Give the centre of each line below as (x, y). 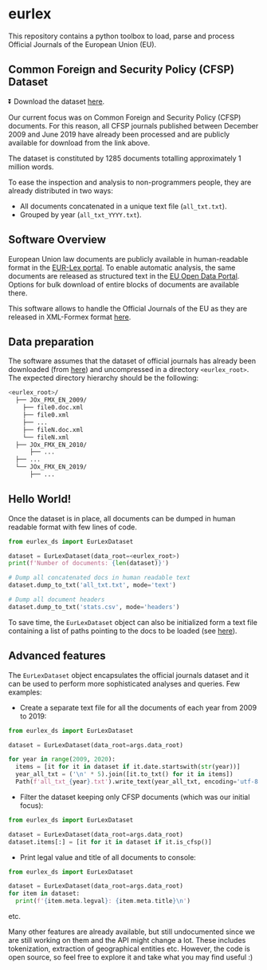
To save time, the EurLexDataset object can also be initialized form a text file (133, 622)
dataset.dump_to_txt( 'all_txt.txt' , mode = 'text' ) (92, 585)
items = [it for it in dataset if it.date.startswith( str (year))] (128, 767)
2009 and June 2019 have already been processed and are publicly (119, 134)
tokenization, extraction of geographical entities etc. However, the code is (130, 948)
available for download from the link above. (79, 143)
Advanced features (57, 656)
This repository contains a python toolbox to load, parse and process (122, 36)
